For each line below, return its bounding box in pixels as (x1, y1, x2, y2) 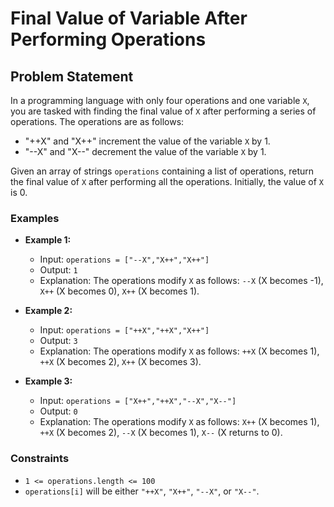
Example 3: (24, 375, 73, 387)
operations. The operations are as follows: (10, 116, 185, 127)
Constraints (10, 452, 70, 466)
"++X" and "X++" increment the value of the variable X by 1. (24, 135, 271, 147)
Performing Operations (10, 28, 207, 51)
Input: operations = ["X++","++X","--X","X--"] (39, 395, 237, 407)
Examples (10, 211, 60, 225)
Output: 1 (39, 264, 78, 276)
